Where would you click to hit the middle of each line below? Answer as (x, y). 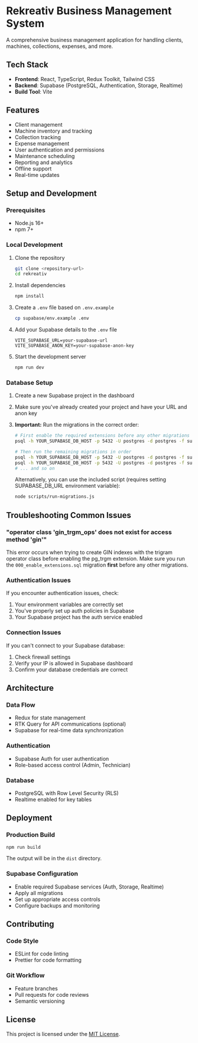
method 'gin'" (27, 539)
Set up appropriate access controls (57, 899)
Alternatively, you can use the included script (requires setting (90, 479)
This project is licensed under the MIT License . (63, 1034)
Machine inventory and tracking (53, 131)
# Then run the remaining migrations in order (73, 452)
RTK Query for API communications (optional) (70, 724)
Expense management (42, 143)
